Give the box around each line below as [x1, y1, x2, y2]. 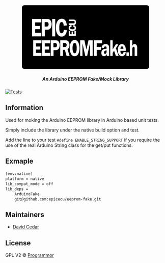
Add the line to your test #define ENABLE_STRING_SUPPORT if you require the [5, 137, 160, 143]
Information [5, 103, 44, 112]
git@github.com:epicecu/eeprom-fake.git [14, 196, 101, 202]
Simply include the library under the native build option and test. [5, 127, 140, 133]
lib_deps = [5, 186, 29, 192]
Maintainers [5, 210, 45, 219]
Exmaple [5, 157, 34, 166]
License [5, 239, 31, 247]
